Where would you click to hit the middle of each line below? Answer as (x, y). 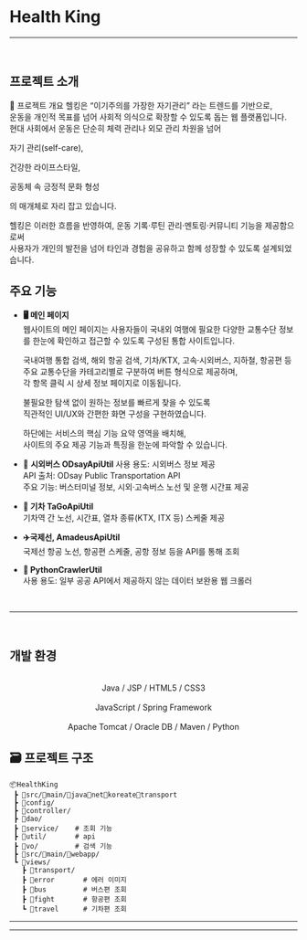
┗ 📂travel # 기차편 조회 (74, 909)
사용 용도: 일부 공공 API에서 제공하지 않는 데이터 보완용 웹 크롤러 (138, 580)
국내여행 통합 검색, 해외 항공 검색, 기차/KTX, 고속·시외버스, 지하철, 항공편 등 (157, 360)
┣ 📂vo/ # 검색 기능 (63, 847)
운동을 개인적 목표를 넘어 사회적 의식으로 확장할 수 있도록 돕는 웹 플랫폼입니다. (148, 117)
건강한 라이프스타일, (45, 167)
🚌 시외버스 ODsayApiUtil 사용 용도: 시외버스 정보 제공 (119, 464)
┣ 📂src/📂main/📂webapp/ (57, 855)
